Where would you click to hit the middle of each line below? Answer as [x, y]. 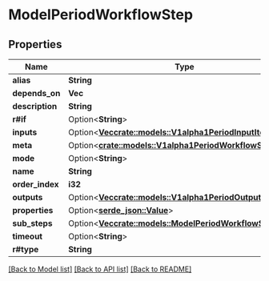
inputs [25, 132]
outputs [28, 197]
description [35, 106]
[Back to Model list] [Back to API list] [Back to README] [100, 269]
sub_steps [32, 223]
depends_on [36, 93]
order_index [36, 184]
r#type [26, 249]
